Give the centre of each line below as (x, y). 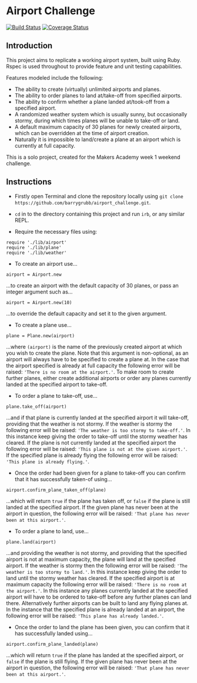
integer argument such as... (39, 292)
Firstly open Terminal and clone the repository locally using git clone (99, 196)
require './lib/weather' (36, 253)
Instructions (29, 182)
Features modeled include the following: (55, 77)
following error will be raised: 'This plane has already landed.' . (85, 616)
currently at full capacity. (45, 145)
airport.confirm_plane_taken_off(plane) (56, 490)
